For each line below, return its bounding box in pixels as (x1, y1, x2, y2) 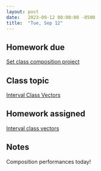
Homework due (6, 42, 65, 52)
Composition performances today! (6, 158, 91, 165)
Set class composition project (6, 58, 80, 65)
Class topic (6, 76, 49, 86)
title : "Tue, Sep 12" (6, 20, 63, 26)
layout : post (6, 8, 39, 15)
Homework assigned (6, 109, 85, 119)
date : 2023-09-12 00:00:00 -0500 (6, 14, 96, 20)
